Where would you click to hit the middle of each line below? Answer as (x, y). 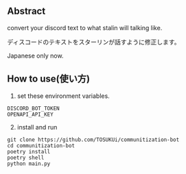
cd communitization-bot (41, 146)
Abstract (26, 11)
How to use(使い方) (49, 79)
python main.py (29, 164)
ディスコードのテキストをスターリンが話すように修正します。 (94, 42)
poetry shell (26, 158)
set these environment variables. (63, 96)
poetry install (29, 151)
